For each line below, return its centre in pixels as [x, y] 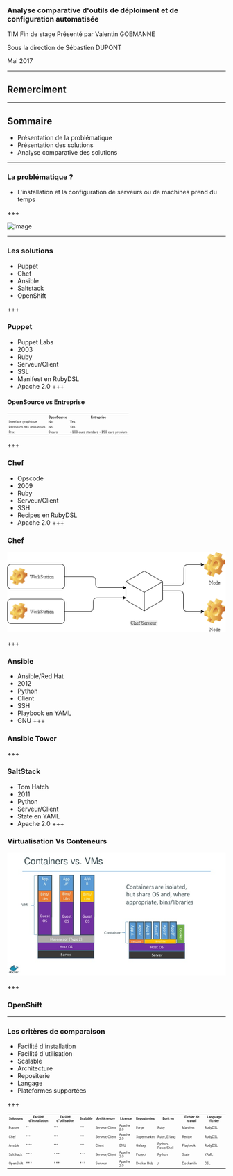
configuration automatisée [53, 19]
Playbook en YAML [44, 713]
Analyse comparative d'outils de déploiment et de [93, 10]
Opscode [30, 478]
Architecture [35, 1068]
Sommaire [30, 121]
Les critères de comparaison [56, 1031]
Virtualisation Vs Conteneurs [57, 841]
